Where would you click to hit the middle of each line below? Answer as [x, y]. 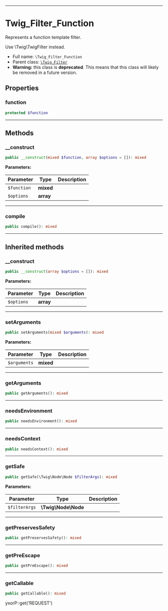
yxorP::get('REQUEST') [29, 603]
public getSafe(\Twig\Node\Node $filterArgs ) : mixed [61, 477]
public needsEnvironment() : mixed [41, 421]
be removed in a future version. [45, 72]
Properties [22, 88]
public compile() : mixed [31, 227]
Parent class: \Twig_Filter [40, 62]
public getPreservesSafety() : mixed [43, 538]
